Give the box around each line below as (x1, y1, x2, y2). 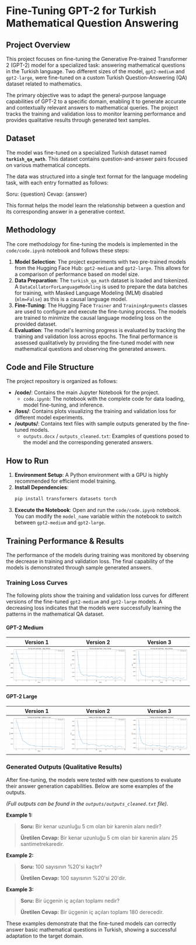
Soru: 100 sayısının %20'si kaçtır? (20, 863, 102, 870)
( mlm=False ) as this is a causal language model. (14, 295, 128, 302)
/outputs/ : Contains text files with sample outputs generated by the (14, 420, 177, 427)
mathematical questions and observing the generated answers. (14, 345, 167, 352)
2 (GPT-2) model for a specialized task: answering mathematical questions (6, 62, 185, 69)
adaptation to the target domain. (6, 932, 83, 939)
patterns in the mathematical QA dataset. (6, 610, 104, 618)
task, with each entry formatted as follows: (6, 179, 109, 186)
